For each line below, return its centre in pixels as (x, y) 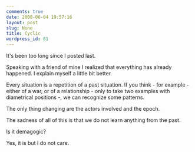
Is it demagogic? (26, 131)
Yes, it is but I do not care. (38, 143)
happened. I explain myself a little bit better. (59, 73)
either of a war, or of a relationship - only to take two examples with (88, 91)
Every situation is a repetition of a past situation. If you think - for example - (98, 85)
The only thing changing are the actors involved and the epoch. (83, 109)
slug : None (19, 28)
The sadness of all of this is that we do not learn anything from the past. (93, 120)
